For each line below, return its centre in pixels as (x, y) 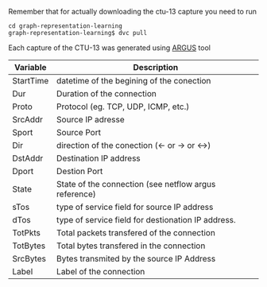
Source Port (79, 132)
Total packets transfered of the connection (136, 233)
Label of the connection (101, 271)
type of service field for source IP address (135, 207)
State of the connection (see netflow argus (136, 184)
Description (156, 67)
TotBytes (29, 246)
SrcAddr (28, 120)
